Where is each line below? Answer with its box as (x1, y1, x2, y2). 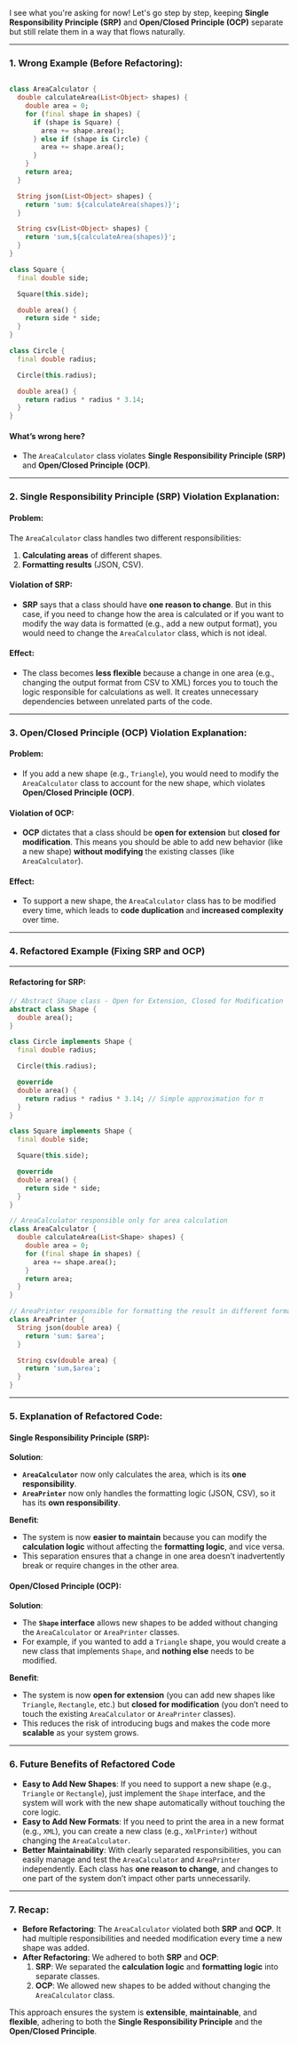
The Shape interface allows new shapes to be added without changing (21, 1617, 278, 1628)
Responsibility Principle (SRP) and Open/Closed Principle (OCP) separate (9, 17, 284, 28)
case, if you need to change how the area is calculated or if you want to (21, 608, 284, 619)
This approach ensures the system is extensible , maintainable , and (9, 2007, 257, 2017)
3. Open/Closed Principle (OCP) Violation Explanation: (9, 726, 247, 739)
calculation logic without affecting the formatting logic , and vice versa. (21, 1542, 286, 1552)
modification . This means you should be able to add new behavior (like (21, 837, 284, 847)
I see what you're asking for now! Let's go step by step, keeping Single (9, 8, 269, 18)
